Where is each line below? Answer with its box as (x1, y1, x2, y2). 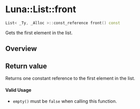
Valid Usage (5, 87, 32, 93)
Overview (5, 44, 37, 53)
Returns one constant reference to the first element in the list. (5, 75, 135, 81)
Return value (5, 62, 47, 70)
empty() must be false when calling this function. (12, 98, 117, 104)
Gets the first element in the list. (5, 30, 73, 36)
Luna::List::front (5, 4, 76, 15)
